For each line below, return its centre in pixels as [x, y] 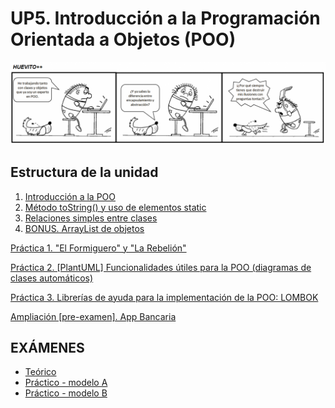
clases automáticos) [52, 278]
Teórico [40, 372]
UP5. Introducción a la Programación [165, 18]
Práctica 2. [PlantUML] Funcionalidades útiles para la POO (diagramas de [161, 267]
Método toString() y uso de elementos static [115, 207]
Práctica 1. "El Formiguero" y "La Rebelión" [98, 248]
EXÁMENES [47, 348]
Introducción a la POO [70, 196]
